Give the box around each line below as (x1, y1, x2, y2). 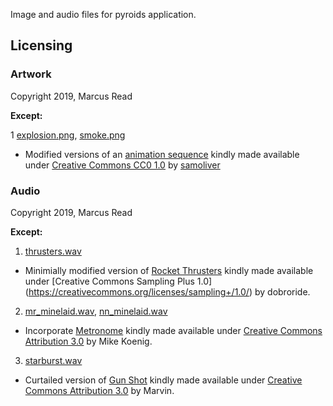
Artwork (10, 67, 52, 81)
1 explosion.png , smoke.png (10, 129, 126, 141)
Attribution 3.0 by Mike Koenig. (24, 335, 153, 347)
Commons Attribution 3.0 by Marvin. (24, 384, 175, 396)
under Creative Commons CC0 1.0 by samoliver (24, 159, 221, 171)
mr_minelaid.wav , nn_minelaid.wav (24, 305, 168, 317)
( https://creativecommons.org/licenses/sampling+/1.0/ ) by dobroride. (24, 285, 311, 298)
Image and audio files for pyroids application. (10, 9, 197, 20)
